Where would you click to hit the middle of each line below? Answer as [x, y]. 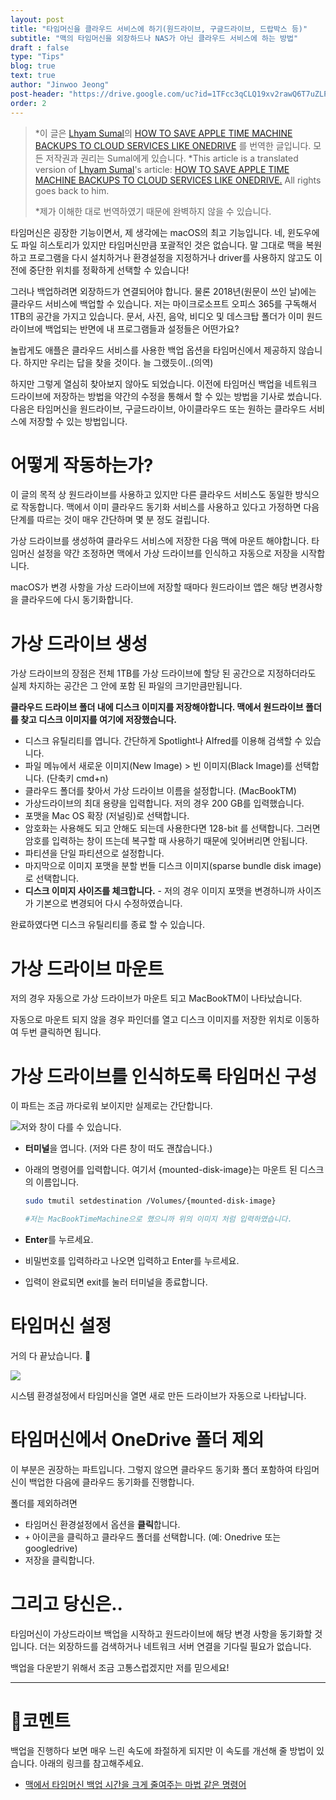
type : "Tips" [37, 57]
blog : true [33, 66]
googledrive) [51, 1548]
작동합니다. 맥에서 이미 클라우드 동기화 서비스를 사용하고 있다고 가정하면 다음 [170, 507]
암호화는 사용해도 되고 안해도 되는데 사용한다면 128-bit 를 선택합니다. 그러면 [172, 828]
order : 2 [28, 103]
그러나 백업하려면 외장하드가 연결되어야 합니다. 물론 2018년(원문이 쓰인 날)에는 [163, 291]
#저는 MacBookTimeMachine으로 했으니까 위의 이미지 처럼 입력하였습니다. [158, 1219]
